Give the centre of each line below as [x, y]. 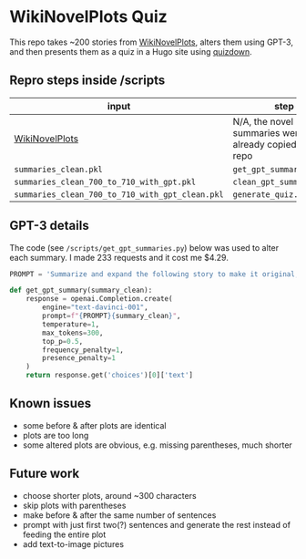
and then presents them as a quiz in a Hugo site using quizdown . [131, 51]
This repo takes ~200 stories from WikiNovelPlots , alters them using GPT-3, [152, 42]
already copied [265, 144]
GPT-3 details [49, 226]
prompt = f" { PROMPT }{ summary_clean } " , [112, 316]
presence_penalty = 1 [79, 358]
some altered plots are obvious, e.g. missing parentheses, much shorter [158, 445]
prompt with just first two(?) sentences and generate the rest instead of [157, 524]
